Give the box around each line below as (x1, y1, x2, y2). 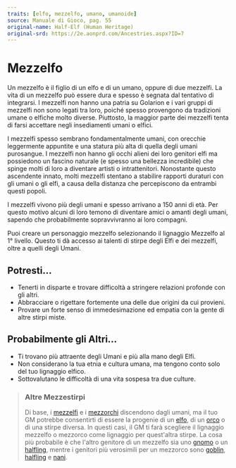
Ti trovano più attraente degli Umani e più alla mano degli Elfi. (17, 352, 196, 360)
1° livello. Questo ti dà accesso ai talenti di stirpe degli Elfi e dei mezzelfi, (7, 236, 218, 245)
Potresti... (7, 265, 52, 277)
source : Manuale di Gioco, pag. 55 (7, 17, 112, 24)
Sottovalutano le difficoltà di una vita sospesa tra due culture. (17, 374, 196, 383)
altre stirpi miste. (17, 313, 67, 321)
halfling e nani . (24, 453, 68, 462)
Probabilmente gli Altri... (7, 334, 118, 346)
